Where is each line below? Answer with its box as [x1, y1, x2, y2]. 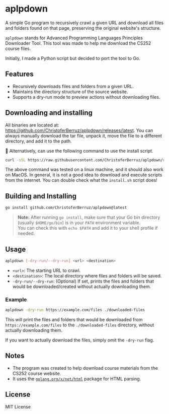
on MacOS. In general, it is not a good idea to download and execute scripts [5, 172, 162, 178]
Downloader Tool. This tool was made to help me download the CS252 [5, 40, 151, 46]
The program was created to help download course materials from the [12, 365, 158, 371]
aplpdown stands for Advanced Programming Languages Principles [5, 35, 143, 41]
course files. [5, 45, 31, 51]
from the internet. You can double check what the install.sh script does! [5, 177, 157, 183]
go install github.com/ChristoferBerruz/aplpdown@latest [5, 205, 127, 211]
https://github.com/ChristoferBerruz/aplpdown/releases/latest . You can [5, 127, 153, 133]
